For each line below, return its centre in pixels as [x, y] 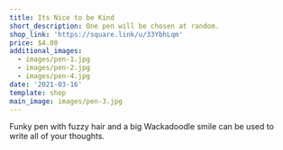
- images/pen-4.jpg [54, 76]
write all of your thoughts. [57, 137]
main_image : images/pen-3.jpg [66, 101]
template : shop [38, 93]
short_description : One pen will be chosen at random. [114, 26]
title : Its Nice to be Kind [62, 18]
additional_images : [46, 51]
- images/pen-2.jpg [54, 68]
